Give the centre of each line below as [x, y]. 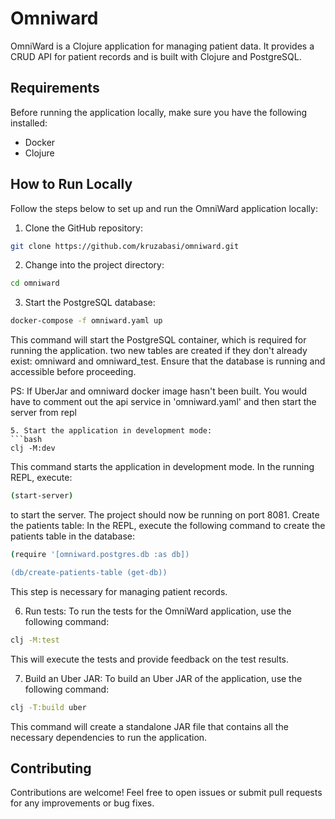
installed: [29, 123]
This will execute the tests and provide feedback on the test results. [150, 659]
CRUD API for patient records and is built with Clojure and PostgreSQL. [156, 56]
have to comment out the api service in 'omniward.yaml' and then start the [163, 402]
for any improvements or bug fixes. [82, 803]
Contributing [51, 768]
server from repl [43, 413]
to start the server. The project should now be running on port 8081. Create [165, 515]
